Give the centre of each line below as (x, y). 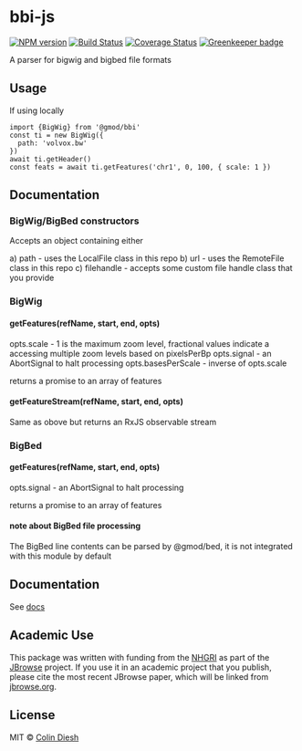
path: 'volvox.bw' (53, 143)
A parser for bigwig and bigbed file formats (90, 59)
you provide (32, 278)
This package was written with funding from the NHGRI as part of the (140, 657)
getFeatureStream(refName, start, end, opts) (97, 402)
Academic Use (52, 636)
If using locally (37, 110)
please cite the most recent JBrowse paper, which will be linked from (139, 676)
